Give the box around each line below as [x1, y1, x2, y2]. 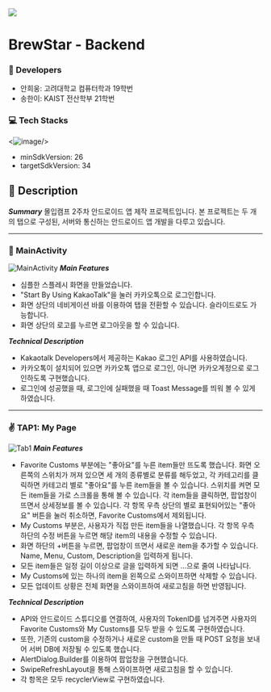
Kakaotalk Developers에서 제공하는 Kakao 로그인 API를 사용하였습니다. [19, 353, 248, 363]
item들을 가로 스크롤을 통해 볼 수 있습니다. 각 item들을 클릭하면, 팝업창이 [28, 490, 257, 500]
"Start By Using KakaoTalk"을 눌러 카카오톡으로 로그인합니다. [19, 290, 216, 300]
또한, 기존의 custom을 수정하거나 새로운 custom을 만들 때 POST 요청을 [19, 634, 245, 644]
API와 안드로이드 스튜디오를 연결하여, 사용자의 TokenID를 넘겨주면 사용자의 [19, 614, 257, 624]
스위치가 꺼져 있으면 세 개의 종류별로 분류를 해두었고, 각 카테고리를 [41, 470, 251, 480]
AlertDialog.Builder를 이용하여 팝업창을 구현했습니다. [19, 654, 189, 665]
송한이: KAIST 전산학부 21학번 [19, 94, 115, 103]
